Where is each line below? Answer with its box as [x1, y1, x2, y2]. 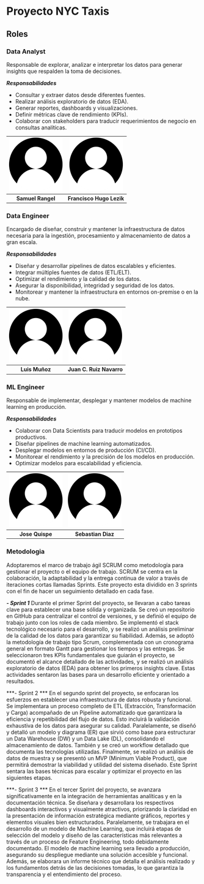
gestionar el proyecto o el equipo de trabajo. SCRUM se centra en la [6, 568, 178, 575]
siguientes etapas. [6, 774, 53, 781]
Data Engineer [6, 211, 49, 220]
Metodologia [6, 547, 45, 556]
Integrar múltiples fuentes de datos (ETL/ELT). [15, 269, 131, 276]
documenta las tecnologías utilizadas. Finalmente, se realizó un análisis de [6, 748, 194, 755]
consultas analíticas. [15, 124, 67, 131]
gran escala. [6, 238, 38, 246]
